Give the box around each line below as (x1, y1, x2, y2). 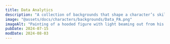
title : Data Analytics (5, 7, 53, 13)
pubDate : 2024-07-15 (5, 26, 49, 31)
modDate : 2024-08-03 (5, 31, 49, 36)
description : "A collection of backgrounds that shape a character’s (5, 12, 155, 17)
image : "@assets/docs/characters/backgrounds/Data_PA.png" (5, 17, 133, 22)
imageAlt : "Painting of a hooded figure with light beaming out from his (5, 21, 164, 27)
